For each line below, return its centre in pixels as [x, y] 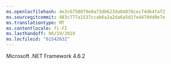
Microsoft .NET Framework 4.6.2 [46, 56]
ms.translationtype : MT [36, 23]
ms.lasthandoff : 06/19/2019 [41, 34]
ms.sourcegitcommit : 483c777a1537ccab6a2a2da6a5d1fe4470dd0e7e [86, 17]
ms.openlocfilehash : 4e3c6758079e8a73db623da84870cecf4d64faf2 [86, 12]
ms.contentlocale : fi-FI [37, 28]
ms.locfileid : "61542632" [38, 39]
